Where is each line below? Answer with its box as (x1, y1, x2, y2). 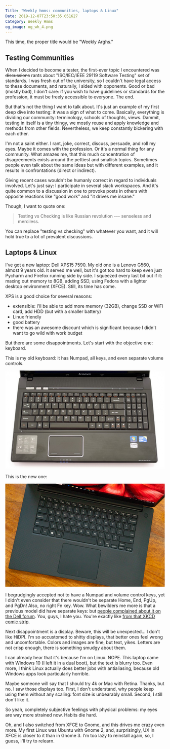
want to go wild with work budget (12, 330, 82, 336)
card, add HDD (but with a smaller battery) (12, 308, 101, 314)
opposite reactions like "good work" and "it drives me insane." (5, 193, 135, 200)
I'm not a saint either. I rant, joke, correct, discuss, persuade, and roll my (5, 140, 156, 147)
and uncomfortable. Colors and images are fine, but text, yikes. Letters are (5, 639, 160, 645)
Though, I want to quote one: (5, 203, 66, 209)
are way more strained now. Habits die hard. (5, 711, 97, 718)
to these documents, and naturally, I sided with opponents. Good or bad (5, 83, 155, 89)
